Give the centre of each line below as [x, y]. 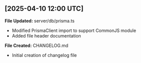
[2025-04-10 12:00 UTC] [44, 9]
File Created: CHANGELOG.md [36, 45]
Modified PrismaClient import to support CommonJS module [74, 30]
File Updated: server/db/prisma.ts [40, 20]
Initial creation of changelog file [44, 55]
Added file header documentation [46, 35]
